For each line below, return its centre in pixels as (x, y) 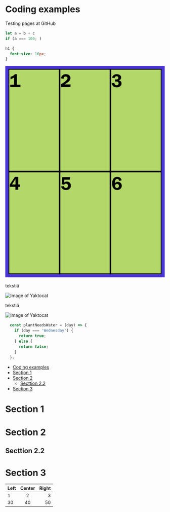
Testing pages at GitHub (30, 23)
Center (28, 488)
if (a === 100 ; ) (24, 39)
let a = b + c (20, 33)
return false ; (34, 346)
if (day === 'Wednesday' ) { (44, 331)
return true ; (32, 336)
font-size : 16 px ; (28, 54)
